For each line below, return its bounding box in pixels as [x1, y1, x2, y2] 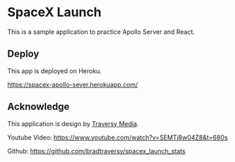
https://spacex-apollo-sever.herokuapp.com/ [7, 80, 138, 89]
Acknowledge [7, 101, 70, 113]
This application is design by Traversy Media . [7, 119, 139, 127]
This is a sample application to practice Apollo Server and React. [7, 27, 195, 36]
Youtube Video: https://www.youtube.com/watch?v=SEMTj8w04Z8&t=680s [7, 133, 228, 142]
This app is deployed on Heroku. [7, 66, 102, 75]
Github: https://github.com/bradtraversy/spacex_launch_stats [7, 147, 186, 155]
